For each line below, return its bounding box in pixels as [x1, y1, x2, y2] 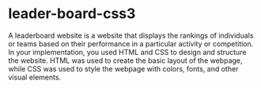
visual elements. [8, 72, 62, 82]
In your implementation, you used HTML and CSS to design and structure [8, 47, 247, 57]
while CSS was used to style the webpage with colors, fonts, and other [8, 64, 239, 73]
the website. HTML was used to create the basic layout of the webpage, [8, 56, 243, 65]
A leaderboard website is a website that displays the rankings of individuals [8, 31, 254, 40]
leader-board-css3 [8, 5, 136, 23]
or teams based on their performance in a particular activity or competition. [8, 38, 254, 48]
